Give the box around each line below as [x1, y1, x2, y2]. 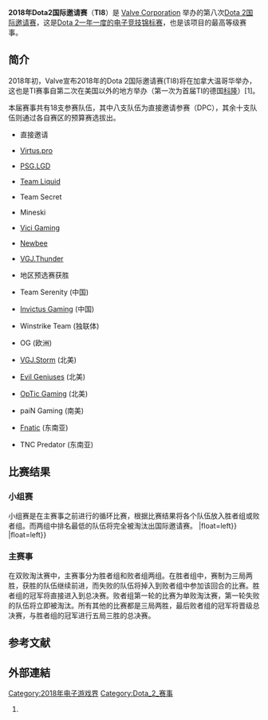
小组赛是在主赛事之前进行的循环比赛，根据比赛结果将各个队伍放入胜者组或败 [8, 510, 260, 521]
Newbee [19, 238, 48, 248]
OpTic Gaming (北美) [19, 388, 89, 398]
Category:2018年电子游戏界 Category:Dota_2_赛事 [8, 689, 174, 698]
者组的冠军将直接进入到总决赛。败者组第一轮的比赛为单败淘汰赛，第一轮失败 [8, 590, 260, 600]
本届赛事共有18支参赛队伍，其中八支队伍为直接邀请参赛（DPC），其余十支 [8, 103, 250, 112]
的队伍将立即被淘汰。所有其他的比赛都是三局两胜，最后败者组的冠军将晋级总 [8, 600, 260, 610]
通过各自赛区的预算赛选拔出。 [22, 112, 120, 122]
